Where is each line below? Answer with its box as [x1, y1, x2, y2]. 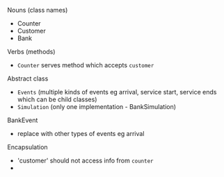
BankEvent [7, 116, 38, 124]
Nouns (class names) [7, 6, 68, 14]
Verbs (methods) [7, 48, 56, 56]
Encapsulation [7, 143, 48, 151]
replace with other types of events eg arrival [17, 130, 145, 137]
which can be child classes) [17, 95, 97, 103]
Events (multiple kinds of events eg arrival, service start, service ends [17, 88, 217, 96]
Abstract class [7, 74, 49, 83]
